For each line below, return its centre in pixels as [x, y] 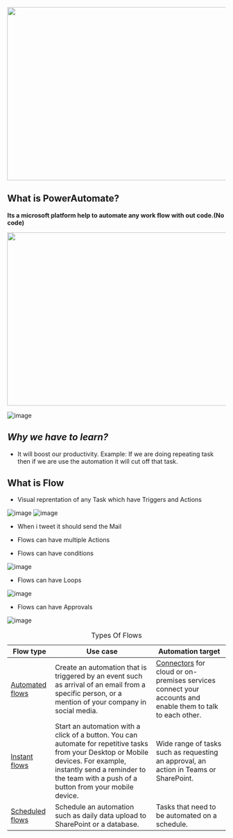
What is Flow [36, 483]
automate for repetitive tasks [102, 744]
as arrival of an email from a [100, 685]
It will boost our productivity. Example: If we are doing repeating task [115, 454]
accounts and [178, 698]
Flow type [29, 652]
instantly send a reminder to [101, 770]
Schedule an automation [95, 807]
